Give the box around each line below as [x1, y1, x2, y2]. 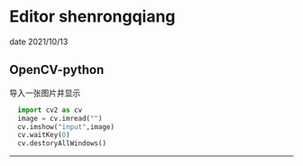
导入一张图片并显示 [9, 88, 81, 98]
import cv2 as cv [17, 106, 83, 115]
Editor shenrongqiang [9, 6, 176, 27]
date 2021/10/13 [9, 36, 69, 47]
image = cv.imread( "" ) [17, 114, 103, 123]
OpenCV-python [9, 62, 105, 78]
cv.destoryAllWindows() [17, 139, 106, 148]
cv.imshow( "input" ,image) [17, 122, 115, 132]
